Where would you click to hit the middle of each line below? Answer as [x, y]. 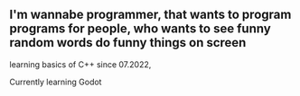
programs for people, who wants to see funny [140, 29]
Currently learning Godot [56, 82]
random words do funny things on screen [128, 43]
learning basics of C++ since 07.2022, [80, 64]
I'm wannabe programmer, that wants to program [150, 15]
